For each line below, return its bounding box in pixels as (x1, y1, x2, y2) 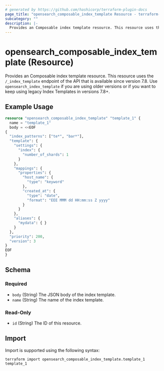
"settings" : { (14, 143, 42, 148)
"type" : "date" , (26, 193, 60, 198)
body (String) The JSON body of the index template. (12, 292, 116, 298)
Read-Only (5, 309, 32, 316)
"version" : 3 (9, 238, 36, 244)
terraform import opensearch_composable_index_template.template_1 (5, 357, 145, 362)
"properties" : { (18, 170, 51, 175)
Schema (5, 266, 31, 274)
